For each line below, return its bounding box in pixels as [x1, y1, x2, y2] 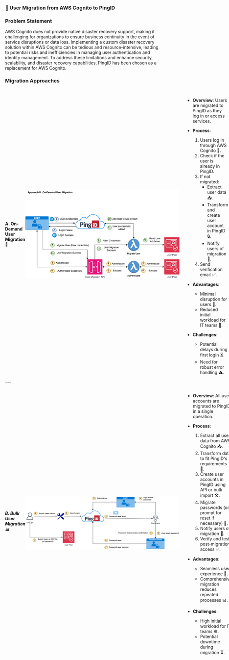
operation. [192, 413, 214, 419]
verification [200, 266, 223, 272]
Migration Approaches [5, 77, 60, 84]
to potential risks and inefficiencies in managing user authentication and [5, 50, 150, 55]
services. [192, 118, 211, 124]
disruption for [200, 296, 228, 302]
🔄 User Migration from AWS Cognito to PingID [5, 4, 115, 11]
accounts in [200, 476, 224, 482]
